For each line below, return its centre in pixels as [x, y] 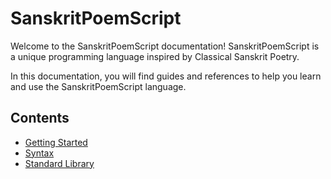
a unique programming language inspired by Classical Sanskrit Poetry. [155, 56]
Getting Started [56, 142]
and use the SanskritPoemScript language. [98, 86]
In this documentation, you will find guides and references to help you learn [166, 76]
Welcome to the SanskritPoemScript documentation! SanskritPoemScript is [165, 46]
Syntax [39, 153]
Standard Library [59, 163]
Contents [40, 118]
